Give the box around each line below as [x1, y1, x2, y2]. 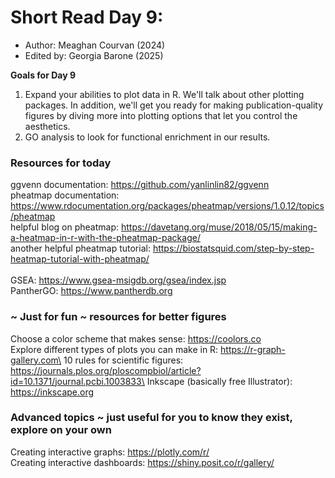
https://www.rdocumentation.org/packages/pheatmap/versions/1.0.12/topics [10, 200, 325, 212]
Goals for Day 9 [10, 69, 77, 81]
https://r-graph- [220, 343, 286, 355]
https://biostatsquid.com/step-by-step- [152, 242, 315, 255]
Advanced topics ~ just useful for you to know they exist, [10, 411, 293, 425]
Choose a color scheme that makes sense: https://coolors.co [10, 332, 262, 345]
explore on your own [10, 423, 112, 437]
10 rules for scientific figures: [63, 354, 184, 366]
